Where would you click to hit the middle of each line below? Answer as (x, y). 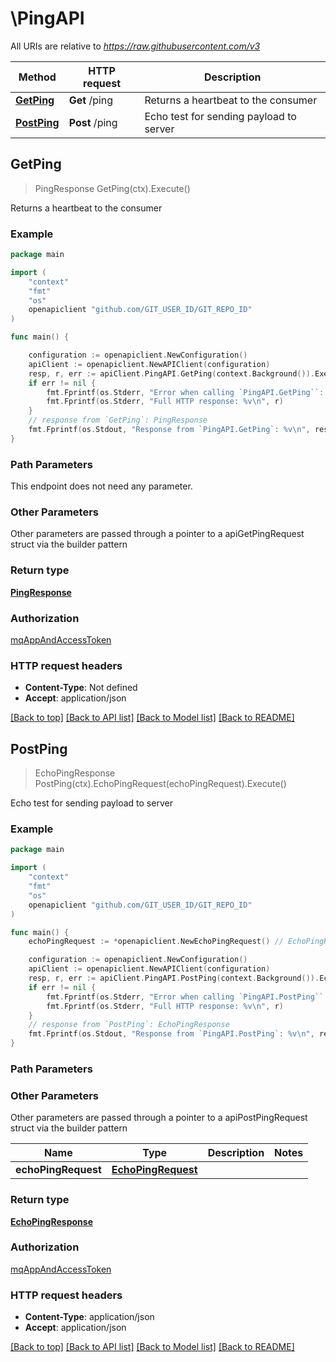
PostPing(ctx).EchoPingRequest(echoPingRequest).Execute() (160, 784)
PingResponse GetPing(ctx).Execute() (112, 188)
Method (37, 77)
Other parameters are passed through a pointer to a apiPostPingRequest (159, 1118)
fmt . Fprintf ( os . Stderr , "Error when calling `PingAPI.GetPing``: (185, 392)
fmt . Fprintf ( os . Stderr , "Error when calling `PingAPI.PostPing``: (187, 997)
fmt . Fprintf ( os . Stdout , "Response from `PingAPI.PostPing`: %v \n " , (171, 1034)
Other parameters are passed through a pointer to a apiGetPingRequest (157, 534)
